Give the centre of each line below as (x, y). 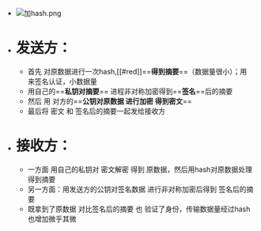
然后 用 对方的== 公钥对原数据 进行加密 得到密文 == (110, 101)
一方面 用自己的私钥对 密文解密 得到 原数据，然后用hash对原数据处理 (140, 169)
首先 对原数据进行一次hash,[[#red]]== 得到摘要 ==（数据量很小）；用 (137, 71)
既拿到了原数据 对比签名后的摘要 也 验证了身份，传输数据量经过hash (139, 209)
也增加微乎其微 (52, 218)
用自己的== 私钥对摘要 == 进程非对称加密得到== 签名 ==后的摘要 (130, 91)
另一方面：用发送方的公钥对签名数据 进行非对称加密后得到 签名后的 (137, 189)
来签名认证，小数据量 (62, 81)
